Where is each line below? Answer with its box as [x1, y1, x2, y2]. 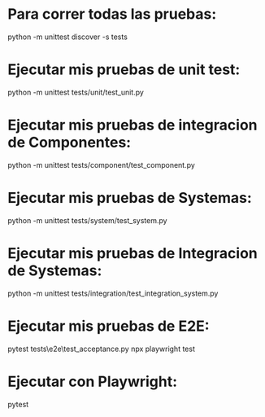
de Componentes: [7, 134, 132, 151]
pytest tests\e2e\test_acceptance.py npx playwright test [7, 344, 196, 353]
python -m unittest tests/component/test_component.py [7, 160, 196, 169]
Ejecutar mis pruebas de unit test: [7, 60, 241, 79]
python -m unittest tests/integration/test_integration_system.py [7, 288, 219, 298]
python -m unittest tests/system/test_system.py [7, 215, 167, 225]
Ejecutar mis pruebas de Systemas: [7, 189, 253, 207]
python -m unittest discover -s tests [7, 32, 128, 42]
